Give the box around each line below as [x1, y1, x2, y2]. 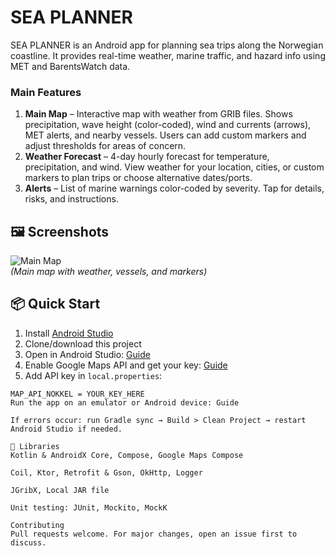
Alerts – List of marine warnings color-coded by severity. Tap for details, [24, 182, 325, 195]
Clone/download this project [24, 337, 142, 350]
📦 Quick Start [10, 296, 101, 313]
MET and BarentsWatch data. [10, 60, 131, 72]
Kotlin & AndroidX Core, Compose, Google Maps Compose [10, 450, 244, 460]
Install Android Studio [24, 327, 114, 339]
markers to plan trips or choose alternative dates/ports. [24, 172, 253, 184]
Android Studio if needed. [10, 424, 123, 434]
